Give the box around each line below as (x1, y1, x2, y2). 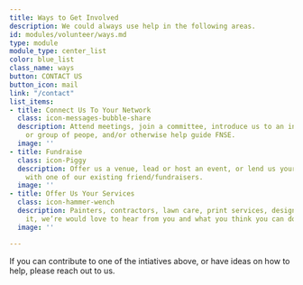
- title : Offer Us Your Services (9, 189, 135, 198)
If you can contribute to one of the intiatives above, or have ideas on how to (9, 255, 290, 266)
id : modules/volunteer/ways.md (9, 30, 127, 39)
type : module (9, 38, 59, 48)
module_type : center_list (9, 47, 106, 56)
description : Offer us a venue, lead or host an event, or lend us (17, 164, 277, 173)
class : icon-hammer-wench (17, 198, 115, 207)
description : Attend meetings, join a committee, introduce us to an (17, 123, 284, 132)
